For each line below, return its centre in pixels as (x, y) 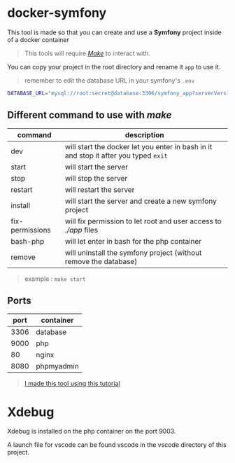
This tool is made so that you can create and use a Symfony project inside (114, 32)
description (144, 134)
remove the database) (101, 261)
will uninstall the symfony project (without (133, 252)
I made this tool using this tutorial (72, 384)
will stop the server (96, 178)
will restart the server (100, 189)
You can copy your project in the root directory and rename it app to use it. (114, 67)
